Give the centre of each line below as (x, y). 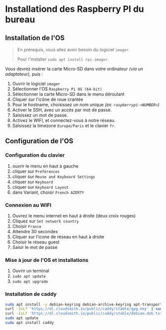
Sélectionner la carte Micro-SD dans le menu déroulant (68, 94)
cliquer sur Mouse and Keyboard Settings (54, 176)
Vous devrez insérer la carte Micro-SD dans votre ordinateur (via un (74, 69)
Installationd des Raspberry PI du (75, 9)
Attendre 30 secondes (35, 231)
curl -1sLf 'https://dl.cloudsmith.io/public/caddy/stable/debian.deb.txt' (85, 314)
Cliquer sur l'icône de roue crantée (48, 99)
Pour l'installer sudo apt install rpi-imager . (63, 59)
